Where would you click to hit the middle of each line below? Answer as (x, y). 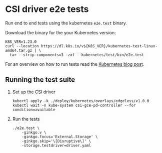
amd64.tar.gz (19, 50)
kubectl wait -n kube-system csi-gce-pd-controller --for (74, 105)
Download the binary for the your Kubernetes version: (60, 32)
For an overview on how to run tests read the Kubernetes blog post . (75, 64)
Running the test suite (40, 80)
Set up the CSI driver (34, 92)
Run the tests (26, 119)
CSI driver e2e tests (47, 9)
